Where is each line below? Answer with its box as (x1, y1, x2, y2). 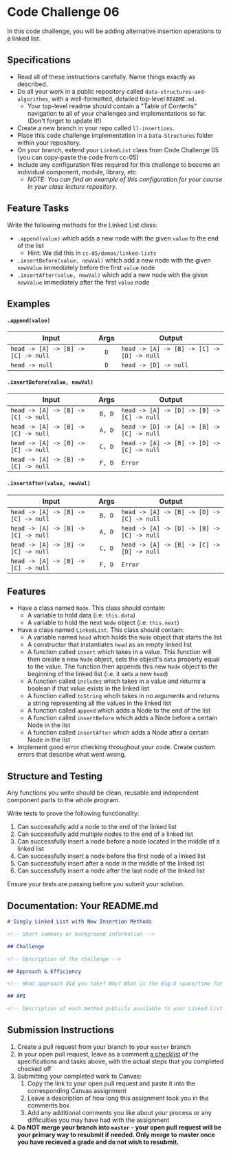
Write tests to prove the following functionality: (7, 809, 140, 817)
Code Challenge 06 (7, 4, 120, 20)
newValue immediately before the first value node (16, 263, 155, 272)
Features (7, 585, 46, 597)
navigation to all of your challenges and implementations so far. (27, 109, 208, 117)
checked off (16, 1064, 52, 1072)
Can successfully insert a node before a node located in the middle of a (16, 837, 220, 846)
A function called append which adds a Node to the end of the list (27, 706, 211, 715)
